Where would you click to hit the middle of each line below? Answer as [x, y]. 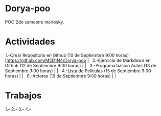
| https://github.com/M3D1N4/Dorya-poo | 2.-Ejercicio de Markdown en [78, 60]
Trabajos [23, 96]
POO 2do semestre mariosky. [35, 22]
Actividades [30, 42]
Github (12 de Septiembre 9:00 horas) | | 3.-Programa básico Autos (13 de [81, 65]
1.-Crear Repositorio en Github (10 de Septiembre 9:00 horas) [67, 55]
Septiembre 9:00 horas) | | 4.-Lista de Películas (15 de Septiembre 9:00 [78, 71]
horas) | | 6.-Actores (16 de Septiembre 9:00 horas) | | [61, 76]
